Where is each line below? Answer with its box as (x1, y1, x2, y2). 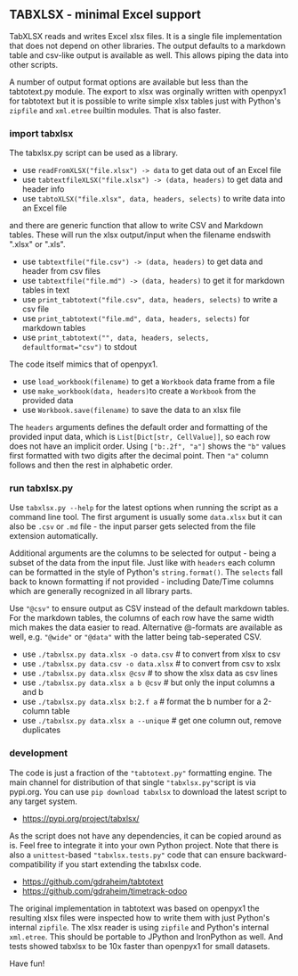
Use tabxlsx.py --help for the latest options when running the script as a (9, 502, 278, 513)
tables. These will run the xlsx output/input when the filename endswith (9, 229, 271, 240)
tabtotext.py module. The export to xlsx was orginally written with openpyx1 (9, 86, 286, 96)
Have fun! (9, 958, 45, 969)
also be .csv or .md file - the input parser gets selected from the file (9, 521, 256, 532)
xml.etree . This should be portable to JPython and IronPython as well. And (9, 931, 284, 942)
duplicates (21, 724, 60, 735)
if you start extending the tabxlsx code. (58, 858, 202, 869)
